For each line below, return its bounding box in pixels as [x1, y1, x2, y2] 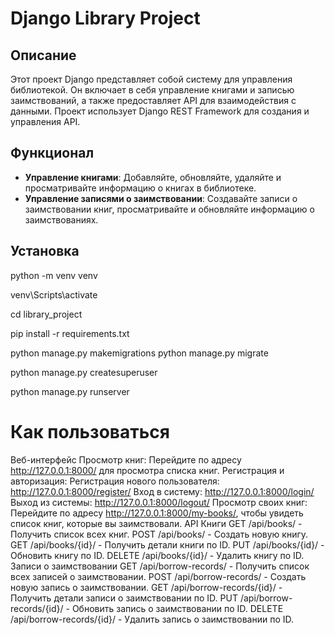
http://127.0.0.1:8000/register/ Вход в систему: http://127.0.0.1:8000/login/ [10, 485, 315, 497]
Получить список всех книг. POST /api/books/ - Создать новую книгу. [10, 528, 309, 540]
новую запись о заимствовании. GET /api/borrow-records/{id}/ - [10, 581, 283, 593]
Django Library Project [10, 7, 201, 30]
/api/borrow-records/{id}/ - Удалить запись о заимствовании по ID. [10, 613, 295, 625]
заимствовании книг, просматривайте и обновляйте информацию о [24, 203, 315, 215]
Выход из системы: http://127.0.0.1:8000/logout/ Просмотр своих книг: [10, 496, 308, 508]
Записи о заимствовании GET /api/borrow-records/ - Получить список [10, 560, 310, 572]
